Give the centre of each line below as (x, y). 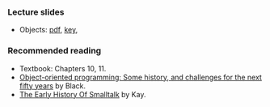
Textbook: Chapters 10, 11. (63, 68)
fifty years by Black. (53, 86)
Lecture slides (36, 12)
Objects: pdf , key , (49, 30)
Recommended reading (55, 51)
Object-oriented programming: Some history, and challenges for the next (140, 77)
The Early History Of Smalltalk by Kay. (82, 94)
